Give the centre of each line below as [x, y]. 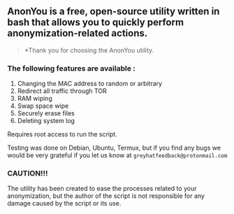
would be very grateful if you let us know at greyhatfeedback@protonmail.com [117, 155]
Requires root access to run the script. [62, 134]
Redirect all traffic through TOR [62, 91]
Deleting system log [46, 121]
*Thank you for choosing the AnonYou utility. [89, 50]
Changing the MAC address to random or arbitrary [90, 84]
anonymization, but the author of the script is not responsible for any [106, 196]
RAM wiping [35, 99]
